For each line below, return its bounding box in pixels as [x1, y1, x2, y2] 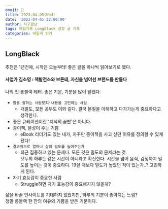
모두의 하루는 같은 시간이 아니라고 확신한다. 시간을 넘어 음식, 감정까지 [20, 156, 157, 162]
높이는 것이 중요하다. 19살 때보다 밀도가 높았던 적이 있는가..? [29, 162, 149, 168]
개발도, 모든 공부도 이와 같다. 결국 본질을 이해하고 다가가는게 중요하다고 [20, 106, 161, 112]
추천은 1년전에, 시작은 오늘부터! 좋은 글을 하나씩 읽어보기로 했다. [5, 64, 132, 70]
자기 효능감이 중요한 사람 [12, 175, 62, 181]
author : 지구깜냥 [5, 21, 38, 27]
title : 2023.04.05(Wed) [5, 12, 56, 17]
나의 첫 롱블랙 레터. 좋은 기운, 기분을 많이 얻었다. [5, 89, 102, 95]
